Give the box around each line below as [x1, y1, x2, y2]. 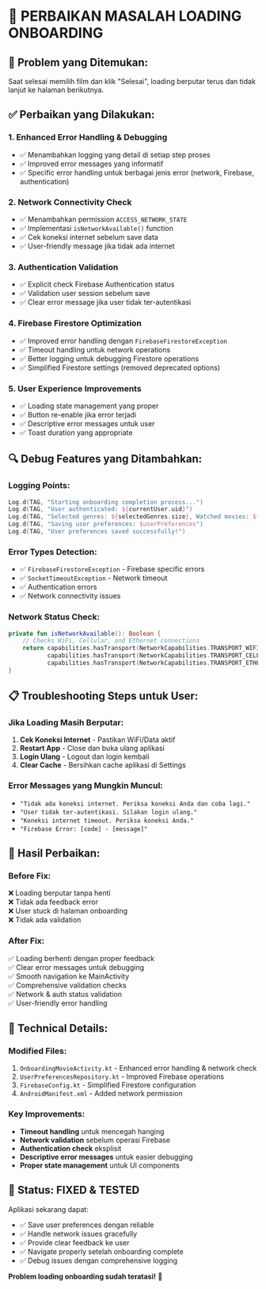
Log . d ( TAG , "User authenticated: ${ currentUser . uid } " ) [8, 506, 193, 514]
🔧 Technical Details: [8, 1022, 108, 1035]
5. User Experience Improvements [8, 383, 142, 394]
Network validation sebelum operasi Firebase [19, 1135, 171, 1145]
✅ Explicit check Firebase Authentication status [19, 279, 175, 289]
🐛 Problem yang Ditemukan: [8, 56, 149, 69]
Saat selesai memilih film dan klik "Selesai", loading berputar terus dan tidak [8, 77, 256, 86]
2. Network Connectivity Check [8, 196, 132, 207]
